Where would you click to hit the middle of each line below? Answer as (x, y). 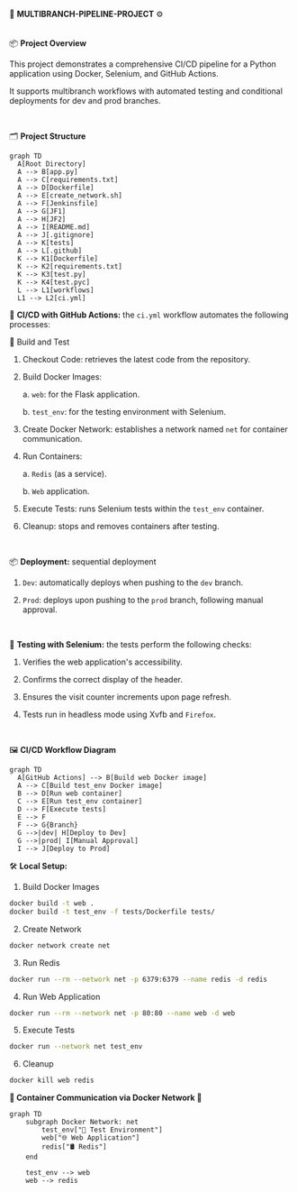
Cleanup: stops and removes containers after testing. (121, 526)
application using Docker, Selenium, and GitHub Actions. (114, 73)
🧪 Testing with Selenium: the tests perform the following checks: (130, 644)
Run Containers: (52, 456)
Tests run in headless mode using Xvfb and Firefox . (119, 714)
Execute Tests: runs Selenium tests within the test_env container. (143, 509)
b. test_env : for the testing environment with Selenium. (124, 412)
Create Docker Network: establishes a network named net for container (155, 429)
